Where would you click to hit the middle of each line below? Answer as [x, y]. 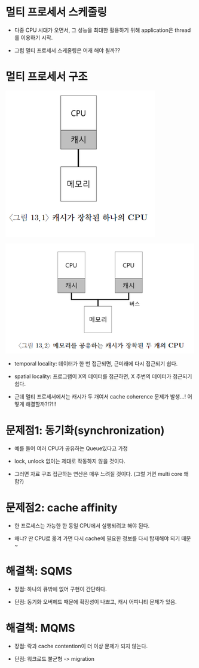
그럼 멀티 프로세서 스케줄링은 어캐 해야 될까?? [67, 50]
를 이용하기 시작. [33, 37]
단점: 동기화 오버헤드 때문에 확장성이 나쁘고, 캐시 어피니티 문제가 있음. [95, 601]
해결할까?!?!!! [41, 404]
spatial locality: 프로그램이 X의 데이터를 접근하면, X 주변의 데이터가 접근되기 [103, 376]
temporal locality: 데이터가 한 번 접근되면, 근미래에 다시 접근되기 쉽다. [96, 363]
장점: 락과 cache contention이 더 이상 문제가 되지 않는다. [81, 646]
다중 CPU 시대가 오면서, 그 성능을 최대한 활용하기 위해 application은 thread [102, 30]
